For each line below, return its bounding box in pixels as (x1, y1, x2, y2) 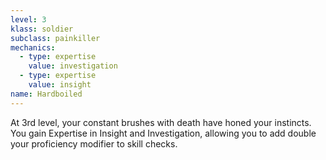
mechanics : (10, 42, 56, 53)
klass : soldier (10, 24, 74, 34)
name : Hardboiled (10, 89, 83, 99)
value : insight (28, 80, 92, 90)
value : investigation (28, 61, 118, 71)
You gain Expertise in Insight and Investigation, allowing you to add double (10, 127, 317, 139)
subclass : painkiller (10, 33, 101, 43)
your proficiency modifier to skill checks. (10, 137, 178, 150)
